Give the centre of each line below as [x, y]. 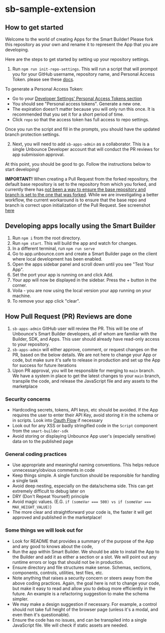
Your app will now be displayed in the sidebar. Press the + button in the [84, 280]
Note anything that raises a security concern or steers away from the [82, 578]
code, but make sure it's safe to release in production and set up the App [86, 360]
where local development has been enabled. [57, 259]
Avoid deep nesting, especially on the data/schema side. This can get [83, 486]
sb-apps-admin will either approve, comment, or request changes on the [85, 349]
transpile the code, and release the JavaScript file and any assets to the [85, 381]
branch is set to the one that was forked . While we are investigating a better [82, 195]
